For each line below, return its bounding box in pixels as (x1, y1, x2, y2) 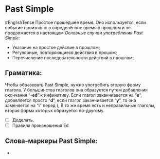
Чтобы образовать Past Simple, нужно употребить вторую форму (5, 82, 141, 88)
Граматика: (5, 69, 42, 77)
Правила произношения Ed (12, 123, 69, 128)
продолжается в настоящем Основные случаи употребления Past (5, 30, 143, 35)
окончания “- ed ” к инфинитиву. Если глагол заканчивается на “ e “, (5, 92, 142, 98)
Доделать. (12, 117, 34, 123)
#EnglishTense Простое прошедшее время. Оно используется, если (5, 19, 146, 25)
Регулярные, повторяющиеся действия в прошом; (12, 50, 118, 55)
